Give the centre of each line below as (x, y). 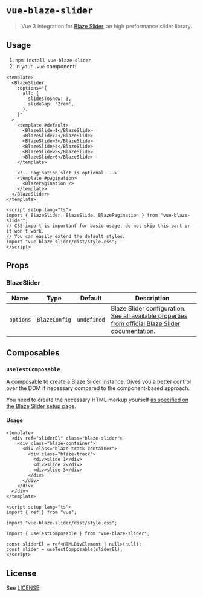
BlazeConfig (54, 320)
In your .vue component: (46, 66)
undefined (91, 320)
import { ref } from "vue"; (42, 513)
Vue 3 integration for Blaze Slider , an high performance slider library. (106, 26)
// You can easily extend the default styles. (66, 236)
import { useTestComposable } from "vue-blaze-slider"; (78, 534)
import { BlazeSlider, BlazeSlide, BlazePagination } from (82, 215)
